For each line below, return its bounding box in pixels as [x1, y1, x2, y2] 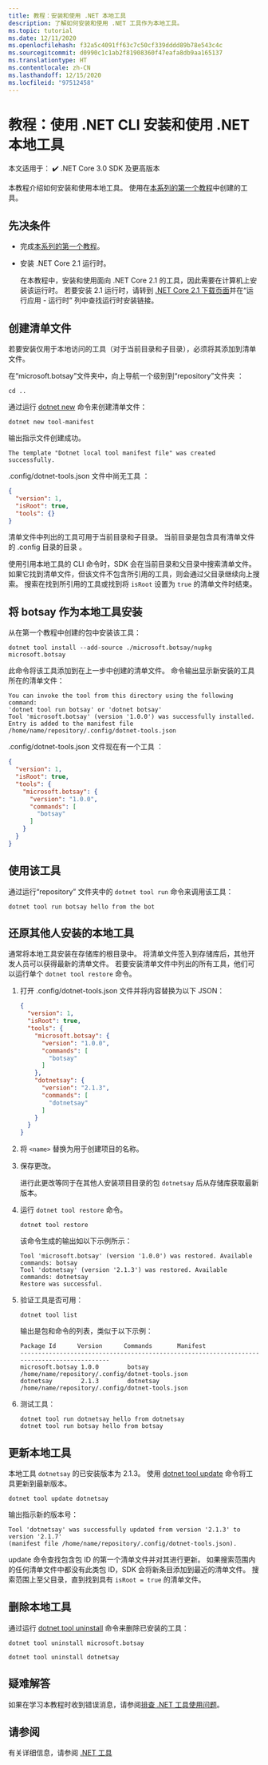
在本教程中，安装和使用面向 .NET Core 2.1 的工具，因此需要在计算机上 [19, 275, 250, 285]
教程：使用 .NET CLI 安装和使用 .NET [8, 115, 250, 134]
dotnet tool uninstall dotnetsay [8, 1653, 120, 1661]
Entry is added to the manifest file [8, 720, 134, 728]
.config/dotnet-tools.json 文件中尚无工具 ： [8, 471, 150, 481]
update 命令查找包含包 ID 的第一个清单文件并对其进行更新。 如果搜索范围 [8, 1554, 249, 1564]
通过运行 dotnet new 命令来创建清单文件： [8, 402, 148, 412]
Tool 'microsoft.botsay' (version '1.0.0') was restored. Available [19, 1252, 253, 1261]
